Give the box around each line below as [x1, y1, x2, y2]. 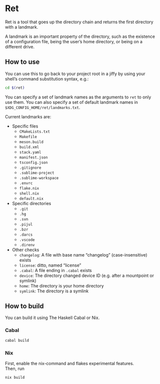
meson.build [19, 139, 44, 144]
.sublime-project [19, 170, 55, 175]
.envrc [19, 180, 33, 186]
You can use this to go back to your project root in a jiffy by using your [5, 71, 145, 77]
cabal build [5, 338, 29, 343]
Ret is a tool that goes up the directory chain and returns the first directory [5, 19, 154, 25]
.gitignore [19, 165, 42, 170]
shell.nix [19, 191, 40, 196]
